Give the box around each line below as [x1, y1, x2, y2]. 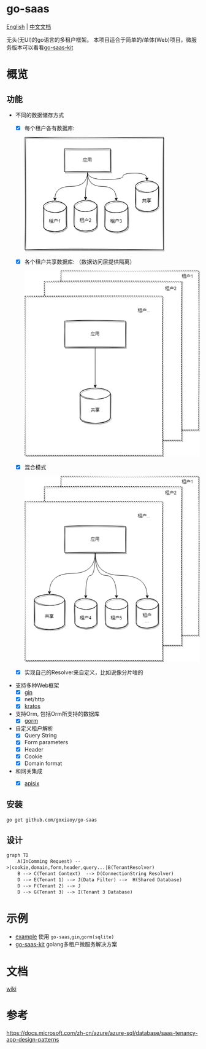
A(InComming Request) [17, 858, 72, 865]
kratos [24, 702, 41, 710]
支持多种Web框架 [15, 682, 59, 690]
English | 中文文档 [6, 23, 51, 30]
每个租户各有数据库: [24, 124, 75, 132]
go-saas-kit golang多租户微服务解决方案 [15, 941, 118, 948]
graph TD [6, 852, 29, 858]
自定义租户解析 [15, 725, 53, 733]
